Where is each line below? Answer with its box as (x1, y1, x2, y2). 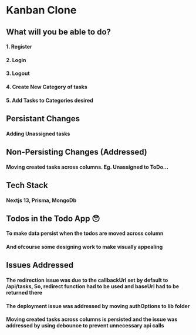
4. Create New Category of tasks (6, 83, 88, 90)
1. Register (6, 43, 32, 50)
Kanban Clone (6, 4, 77, 17)
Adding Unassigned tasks (6, 130, 70, 137)
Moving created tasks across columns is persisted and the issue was (6, 316, 178, 323)
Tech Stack (6, 180, 48, 190)
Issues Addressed (6, 260, 74, 270)
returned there (6, 289, 43, 296)
